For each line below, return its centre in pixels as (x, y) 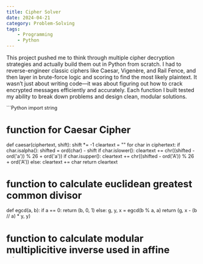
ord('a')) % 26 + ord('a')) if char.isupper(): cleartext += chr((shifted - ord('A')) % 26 (100, 156)
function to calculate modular (75, 238)
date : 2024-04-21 (28, 18)
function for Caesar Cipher (69, 130)
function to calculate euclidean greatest (99, 184)
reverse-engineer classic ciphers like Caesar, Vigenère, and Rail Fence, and (101, 70)
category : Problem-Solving (41, 23)
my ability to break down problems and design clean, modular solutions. (97, 96)
